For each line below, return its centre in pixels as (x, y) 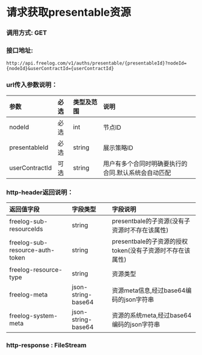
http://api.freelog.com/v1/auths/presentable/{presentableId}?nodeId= (96, 63)
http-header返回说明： (40, 192)
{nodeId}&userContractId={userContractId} (60, 69)
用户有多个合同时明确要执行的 (145, 164)
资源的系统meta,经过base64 (152, 315)
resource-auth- (32, 250)
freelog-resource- (36, 270)
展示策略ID (118, 147)
